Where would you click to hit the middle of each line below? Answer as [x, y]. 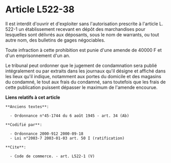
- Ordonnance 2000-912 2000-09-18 [47, 134]
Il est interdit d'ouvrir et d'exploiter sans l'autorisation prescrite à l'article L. [84, 24]
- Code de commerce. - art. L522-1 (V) [52, 156]
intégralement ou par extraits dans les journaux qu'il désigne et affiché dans [85, 71]
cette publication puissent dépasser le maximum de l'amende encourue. [81, 87]
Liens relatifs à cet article [33, 97]
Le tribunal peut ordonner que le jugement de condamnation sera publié [81, 65]
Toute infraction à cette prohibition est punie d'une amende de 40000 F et [84, 50]
